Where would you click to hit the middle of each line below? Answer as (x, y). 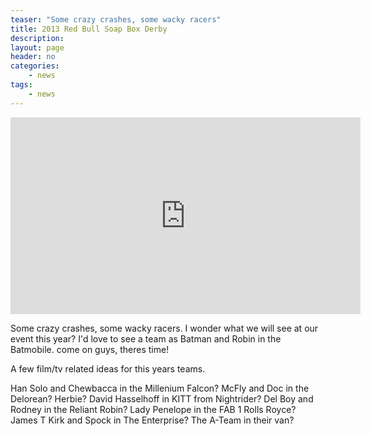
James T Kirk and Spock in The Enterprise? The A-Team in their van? (152, 420)
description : (37, 38)
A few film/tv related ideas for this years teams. (108, 368)
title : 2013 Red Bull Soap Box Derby (89, 29)
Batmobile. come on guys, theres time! (90, 349)
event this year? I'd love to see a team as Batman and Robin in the (146, 338)
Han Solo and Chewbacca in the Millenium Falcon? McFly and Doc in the (160, 388)
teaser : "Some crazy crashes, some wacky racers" (116, 19)
